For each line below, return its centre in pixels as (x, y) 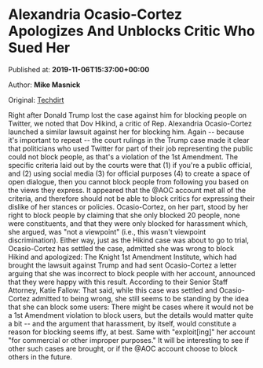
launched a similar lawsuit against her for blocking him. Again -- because (126, 132)
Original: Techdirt (36, 100)
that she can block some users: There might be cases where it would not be (131, 307)
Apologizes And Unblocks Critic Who (131, 31)
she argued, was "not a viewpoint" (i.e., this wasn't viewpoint (107, 231)
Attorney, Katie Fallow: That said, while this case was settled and (113, 290)
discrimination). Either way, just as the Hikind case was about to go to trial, (129, 240)
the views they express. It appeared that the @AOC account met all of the (127, 190)
